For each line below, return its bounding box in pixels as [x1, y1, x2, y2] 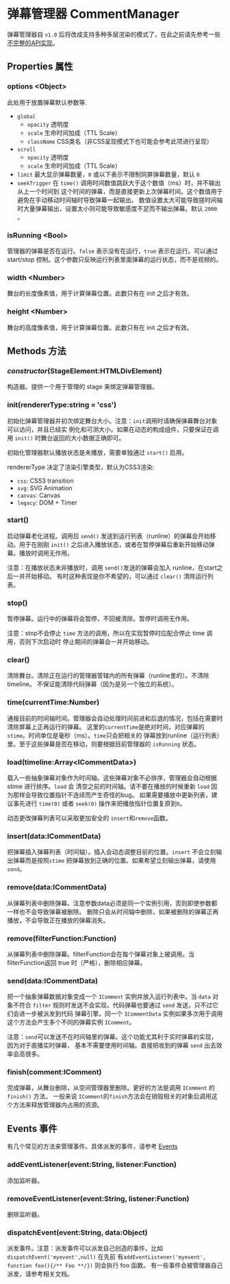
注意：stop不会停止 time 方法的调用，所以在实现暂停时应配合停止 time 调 [7, 629, 213, 638]
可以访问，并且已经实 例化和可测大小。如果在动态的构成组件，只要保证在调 [7, 425, 219, 433]
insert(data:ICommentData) [7, 831, 101, 841]
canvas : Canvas [16, 491, 60, 499]
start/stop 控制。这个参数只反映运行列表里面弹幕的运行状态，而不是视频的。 [7, 255, 222, 264]
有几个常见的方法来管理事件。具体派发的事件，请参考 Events [7, 1142, 178, 1150]
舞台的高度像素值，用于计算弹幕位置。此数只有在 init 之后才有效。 [7, 323, 193, 331]
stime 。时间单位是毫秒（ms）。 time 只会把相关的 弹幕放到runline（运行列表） [7, 731, 220, 740]
